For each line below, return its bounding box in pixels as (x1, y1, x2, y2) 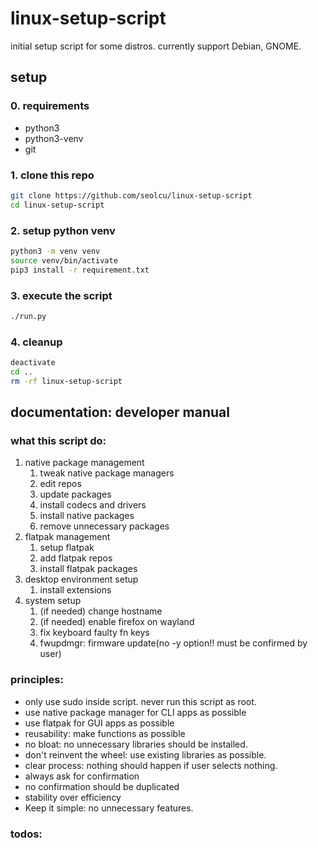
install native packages (39, 510, 135, 522)
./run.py (10, 311, 47, 321)
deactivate (10, 358, 56, 368)
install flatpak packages (39, 563, 138, 575)
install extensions (39, 584, 112, 596)
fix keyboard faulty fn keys (39, 627, 150, 639)
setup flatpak (39, 542, 95, 554)
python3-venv (24, 132, 84, 144)
